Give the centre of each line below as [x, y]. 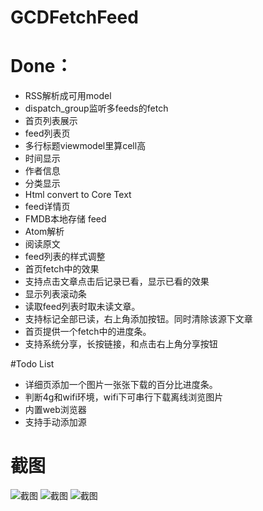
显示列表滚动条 [55, 294]
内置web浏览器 [55, 410]
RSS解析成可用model [68, 96]
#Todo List [32, 364]
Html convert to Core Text [78, 195]
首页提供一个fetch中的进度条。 [88, 332]
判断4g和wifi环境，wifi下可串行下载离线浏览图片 [124, 397]
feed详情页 [47, 207]
